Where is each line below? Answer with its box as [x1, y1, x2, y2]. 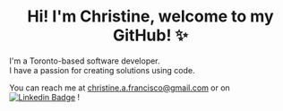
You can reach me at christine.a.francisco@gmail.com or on [9, 82, 230, 93]
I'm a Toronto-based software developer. [9, 55, 160, 66]
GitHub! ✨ [112, 25, 189, 46]
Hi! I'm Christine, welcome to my [26, 6, 275, 27]
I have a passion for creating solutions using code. [9, 64, 195, 75]
